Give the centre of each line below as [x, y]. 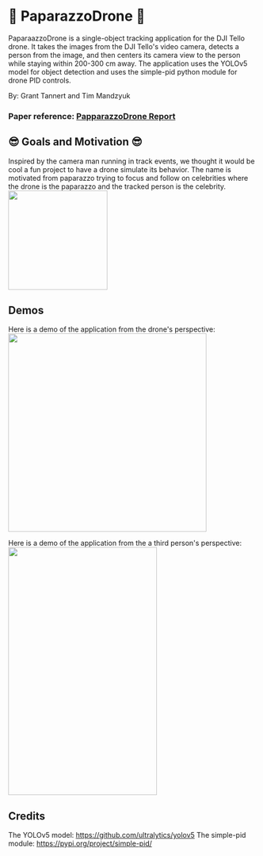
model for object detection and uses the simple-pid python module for [123, 71]
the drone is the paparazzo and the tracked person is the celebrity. [117, 186]
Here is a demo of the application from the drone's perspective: [112, 329]
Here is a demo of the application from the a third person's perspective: [125, 543]
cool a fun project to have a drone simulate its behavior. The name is [120, 169]
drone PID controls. [40, 80]
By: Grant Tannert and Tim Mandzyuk [69, 95]
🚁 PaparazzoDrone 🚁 [77, 16]
